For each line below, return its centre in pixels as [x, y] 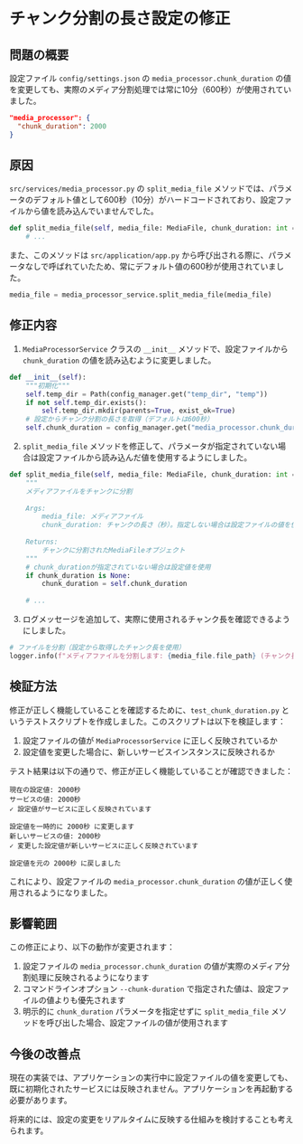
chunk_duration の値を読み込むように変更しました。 [119, 360]
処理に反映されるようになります [90, 978]
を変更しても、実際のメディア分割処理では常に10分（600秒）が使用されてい [150, 90]
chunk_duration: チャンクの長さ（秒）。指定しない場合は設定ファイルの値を [166, 525]
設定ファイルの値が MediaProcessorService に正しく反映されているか [150, 740]
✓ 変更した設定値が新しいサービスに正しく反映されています [104, 846]
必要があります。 [41, 1101]
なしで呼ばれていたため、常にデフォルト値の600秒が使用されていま [151, 267]
